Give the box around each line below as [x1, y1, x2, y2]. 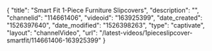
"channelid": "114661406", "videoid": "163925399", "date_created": [6, 13, 203, 22]
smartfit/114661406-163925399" [6, 36, 102, 45]
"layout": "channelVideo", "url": [6, 28, 99, 37]
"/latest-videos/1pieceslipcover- [99, 28, 193, 37]
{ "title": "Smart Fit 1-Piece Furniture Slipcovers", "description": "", [6, 6, 199, 14]
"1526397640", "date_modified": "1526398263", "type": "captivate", [6, 21, 205, 29]
